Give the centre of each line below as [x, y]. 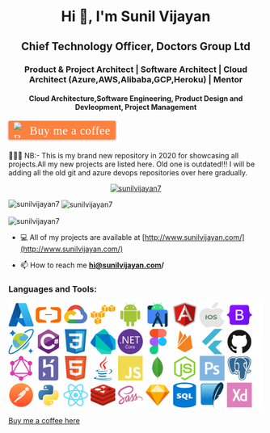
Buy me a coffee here [44, 421]
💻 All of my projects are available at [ [82, 238]
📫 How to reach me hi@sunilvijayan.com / [92, 265]
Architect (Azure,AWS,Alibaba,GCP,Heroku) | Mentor [136, 79]
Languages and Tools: [53, 288]
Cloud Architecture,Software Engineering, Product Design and [136, 99]
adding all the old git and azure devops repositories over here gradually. [128, 172]
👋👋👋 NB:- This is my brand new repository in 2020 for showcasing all [124, 155]
